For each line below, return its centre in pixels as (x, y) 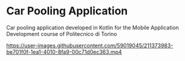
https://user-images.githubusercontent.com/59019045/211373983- (90, 45)
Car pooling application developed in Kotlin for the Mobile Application (93, 28)
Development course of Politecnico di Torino (62, 33)
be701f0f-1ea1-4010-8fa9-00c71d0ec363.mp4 (64, 51)
